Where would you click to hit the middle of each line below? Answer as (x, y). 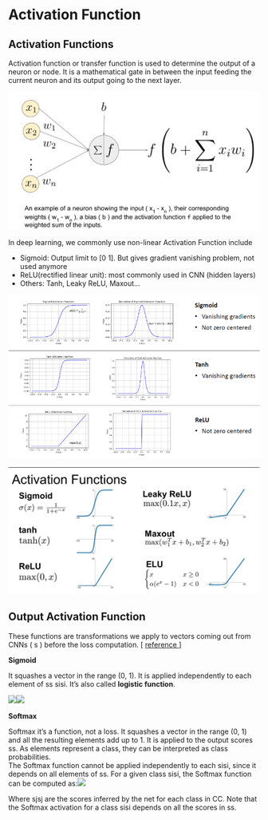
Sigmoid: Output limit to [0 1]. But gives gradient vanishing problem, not (137, 258)
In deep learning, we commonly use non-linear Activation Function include (130, 242)
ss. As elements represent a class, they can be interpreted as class (118, 748)
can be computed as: (43, 783)
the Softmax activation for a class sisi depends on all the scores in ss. (122, 807)
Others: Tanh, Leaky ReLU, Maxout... (80, 283)
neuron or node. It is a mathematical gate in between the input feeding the (130, 72)
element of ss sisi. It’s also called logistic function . (92, 683)
